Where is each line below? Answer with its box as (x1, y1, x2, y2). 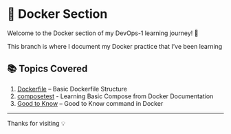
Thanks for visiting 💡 (7, 119, 66, 127)
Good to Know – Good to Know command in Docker (16, 99, 164, 107)
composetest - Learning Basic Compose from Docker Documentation (16, 92, 214, 100)
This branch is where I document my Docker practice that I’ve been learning (7, 42, 223, 50)
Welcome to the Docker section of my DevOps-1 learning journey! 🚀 (7, 29, 199, 37)
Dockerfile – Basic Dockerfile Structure (16, 85, 127, 93)
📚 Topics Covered (7, 63, 88, 75)
